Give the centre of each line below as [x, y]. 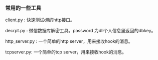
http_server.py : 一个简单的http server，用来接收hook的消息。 [69, 41]
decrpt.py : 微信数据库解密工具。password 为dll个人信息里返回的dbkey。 [81, 31]
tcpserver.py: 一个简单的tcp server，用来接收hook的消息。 [66, 52]
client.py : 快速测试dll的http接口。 [40, 20]
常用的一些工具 [23, 8]
